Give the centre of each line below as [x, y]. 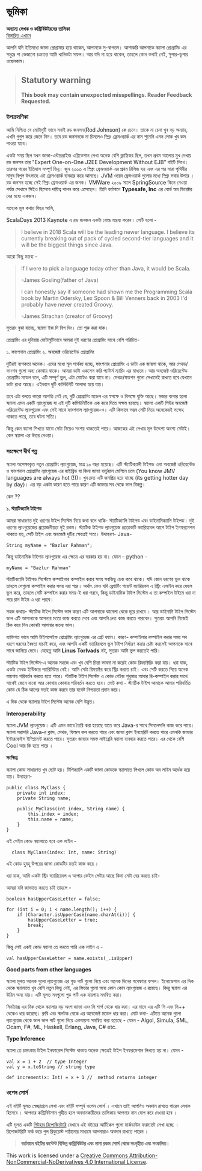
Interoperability [26, 714]
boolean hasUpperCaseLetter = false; [54, 899]
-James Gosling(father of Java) [60, 280]
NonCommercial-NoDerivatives [45, 1161]
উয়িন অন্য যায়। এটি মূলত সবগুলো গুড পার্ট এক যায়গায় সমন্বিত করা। [65, 995]
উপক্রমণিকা [17, 117]
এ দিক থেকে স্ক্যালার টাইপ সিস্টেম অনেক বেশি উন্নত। [51, 702]
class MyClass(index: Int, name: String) [64, 852]
